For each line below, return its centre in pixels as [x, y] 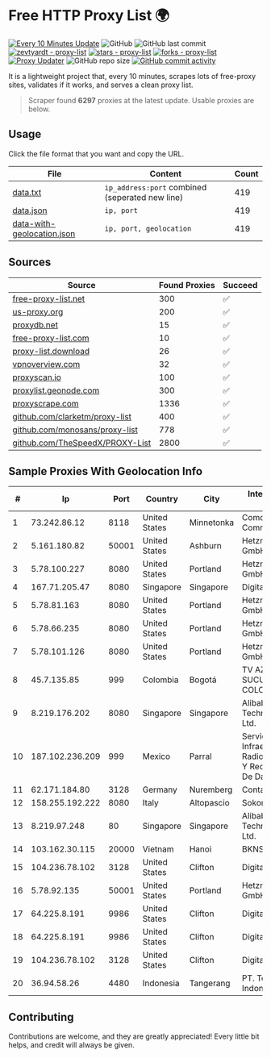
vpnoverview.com [46, 364]
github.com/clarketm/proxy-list [72, 416]
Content [166, 173]
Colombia [161, 680]
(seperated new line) [144, 197]
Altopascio [209, 803]
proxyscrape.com [46, 403]
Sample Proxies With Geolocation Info [106, 471]
